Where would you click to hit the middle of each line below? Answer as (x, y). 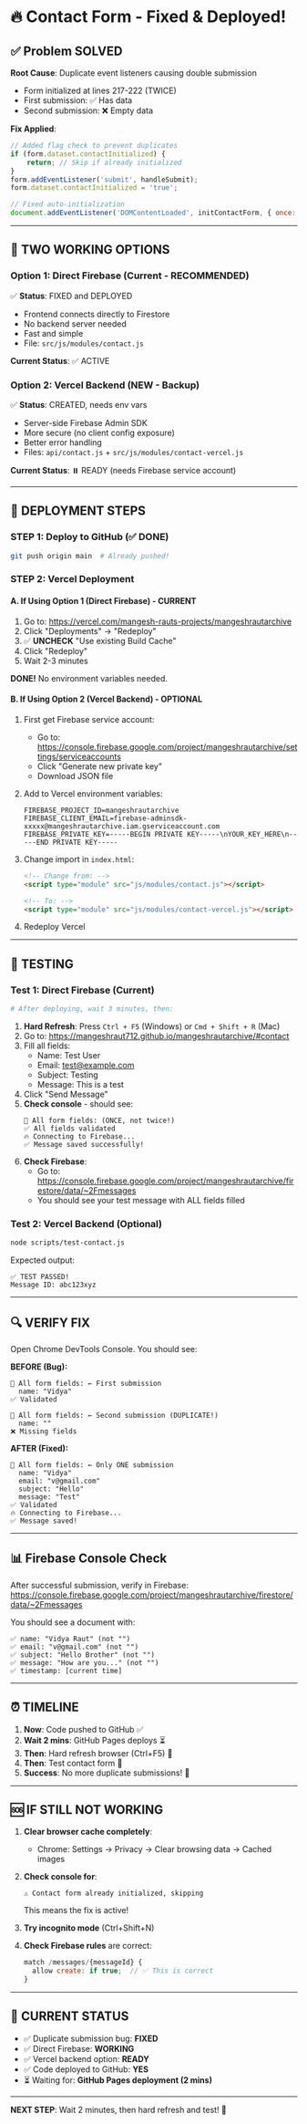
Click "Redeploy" (56, 651)
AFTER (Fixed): (40, 1448)
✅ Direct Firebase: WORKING (79, 2048)
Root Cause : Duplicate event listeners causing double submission (134, 73)
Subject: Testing (67, 1075)
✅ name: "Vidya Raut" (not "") (71, 1639)
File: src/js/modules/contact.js (83, 343)
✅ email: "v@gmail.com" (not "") (75, 1647)
